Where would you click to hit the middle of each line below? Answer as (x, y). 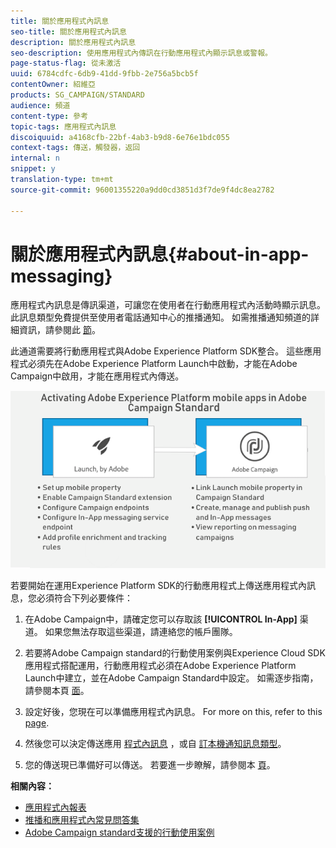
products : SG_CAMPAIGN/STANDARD (77, 95)
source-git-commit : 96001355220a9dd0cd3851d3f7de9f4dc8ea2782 (142, 190)
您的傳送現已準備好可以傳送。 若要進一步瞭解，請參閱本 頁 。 (150, 764)
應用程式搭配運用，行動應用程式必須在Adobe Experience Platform (160, 665)
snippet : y (33, 169)
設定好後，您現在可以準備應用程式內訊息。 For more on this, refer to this (173, 711)
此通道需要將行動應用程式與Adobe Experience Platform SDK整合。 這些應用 (166, 351)
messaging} (61, 276)
